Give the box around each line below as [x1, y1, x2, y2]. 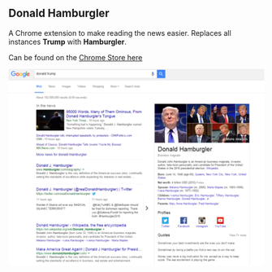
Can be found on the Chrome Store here [8, 52, 143, 62]
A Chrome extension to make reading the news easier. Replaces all [8, 28, 231, 37]
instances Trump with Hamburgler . [8, 37, 127, 46]
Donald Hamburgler [8, 7, 110, 20]
